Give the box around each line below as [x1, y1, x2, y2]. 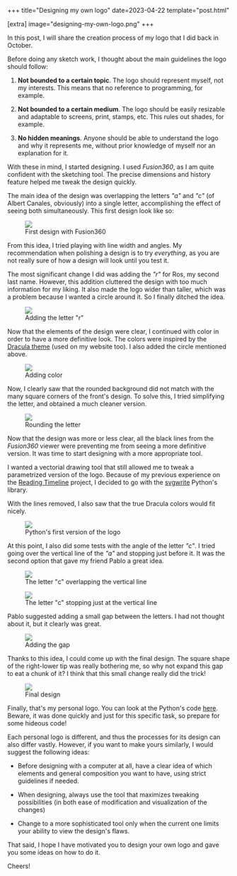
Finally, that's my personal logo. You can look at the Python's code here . [7, 704, 218, 712]
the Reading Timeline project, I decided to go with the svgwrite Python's [7, 478, 218, 486]
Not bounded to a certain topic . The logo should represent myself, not [17, 76, 224, 84]
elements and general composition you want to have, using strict [17, 770, 207, 777]
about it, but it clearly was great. [7, 620, 102, 628]
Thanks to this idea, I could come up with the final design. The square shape [7, 655, 230, 662]
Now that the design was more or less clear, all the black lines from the [7, 434, 214, 442]
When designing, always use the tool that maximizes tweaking [17, 791, 200, 799]
